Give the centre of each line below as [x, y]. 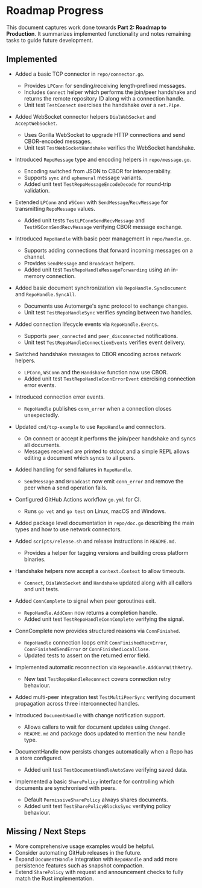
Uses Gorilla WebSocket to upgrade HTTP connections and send [104, 134]
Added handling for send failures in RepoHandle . [74, 469]
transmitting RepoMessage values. [55, 208]
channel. [35, 257]
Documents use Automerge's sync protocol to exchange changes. [106, 306]
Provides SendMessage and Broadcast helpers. [80, 263]
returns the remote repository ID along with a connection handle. [104, 98]
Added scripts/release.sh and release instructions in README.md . [96, 541]
